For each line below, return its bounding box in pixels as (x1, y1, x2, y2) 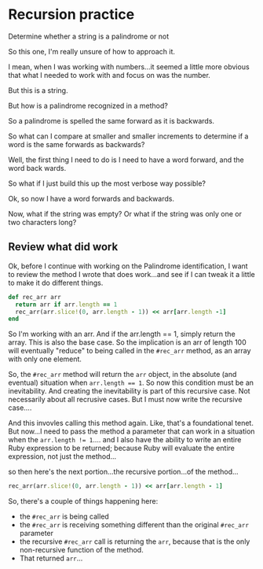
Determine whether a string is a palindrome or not (8, 31, 170, 41)
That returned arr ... (19, 553, 83, 563)
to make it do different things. (8, 278, 104, 287)
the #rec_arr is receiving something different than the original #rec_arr (19, 520, 250, 530)
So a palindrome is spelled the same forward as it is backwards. (8, 116, 214, 125)
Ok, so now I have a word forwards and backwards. (8, 194, 175, 203)
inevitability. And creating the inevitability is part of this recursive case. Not (8, 386, 250, 396)
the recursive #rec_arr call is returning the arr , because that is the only (19, 537, 250, 546)
